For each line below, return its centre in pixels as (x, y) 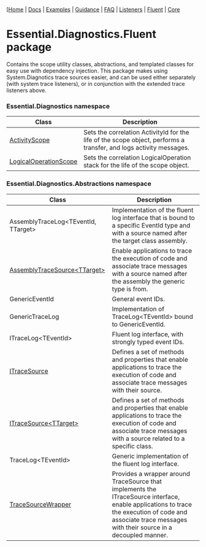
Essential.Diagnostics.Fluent (81, 34)
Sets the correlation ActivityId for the (136, 132)
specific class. (132, 446)
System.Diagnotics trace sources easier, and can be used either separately (101, 77)
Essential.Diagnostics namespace (58, 106)
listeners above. (27, 90)
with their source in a (142, 527)
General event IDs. (139, 299)
